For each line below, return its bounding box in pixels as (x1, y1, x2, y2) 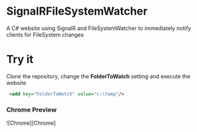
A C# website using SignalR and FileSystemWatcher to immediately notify (6, 24, 191, 32)
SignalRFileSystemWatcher (6, 4, 148, 18)
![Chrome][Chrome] (6, 119, 56, 127)
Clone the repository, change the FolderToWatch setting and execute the (6, 72, 191, 80)
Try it (6, 53, 34, 67)
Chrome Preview (6, 105, 57, 114)
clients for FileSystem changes (6, 31, 84, 38)
